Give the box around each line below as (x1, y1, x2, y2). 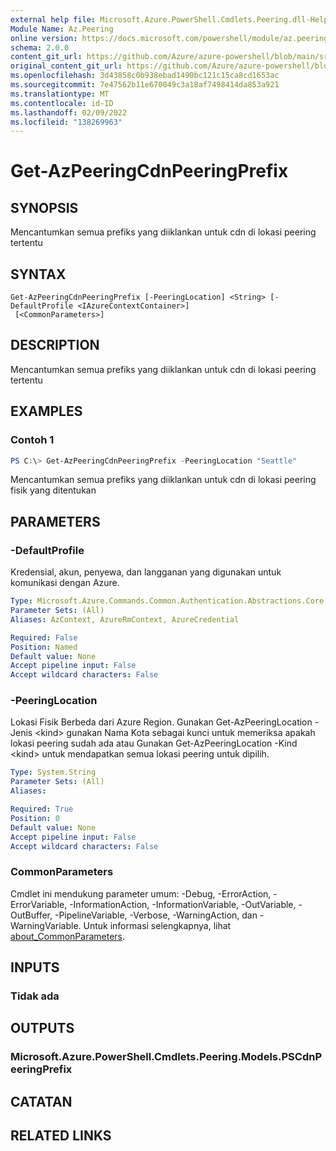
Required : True (10, 804, 74, 815)
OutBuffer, (10, 909, 53, 921)
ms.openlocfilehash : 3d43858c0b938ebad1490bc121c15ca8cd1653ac (10, 71, 280, 81)
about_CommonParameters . (10, 930, 126, 942)
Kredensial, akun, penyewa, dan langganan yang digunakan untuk (10, 566, 282, 578)
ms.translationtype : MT (10, 89, 110, 99)
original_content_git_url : (10, 61, 123, 71)
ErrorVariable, (10, 898, 68, 910)
